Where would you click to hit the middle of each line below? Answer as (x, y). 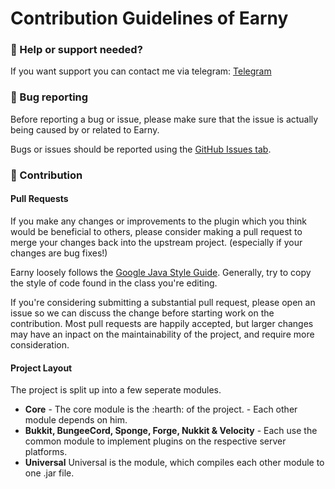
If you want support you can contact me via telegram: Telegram (141, 71)
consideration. (40, 344)
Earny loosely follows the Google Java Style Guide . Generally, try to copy (161, 272)
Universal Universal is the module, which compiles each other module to (174, 463)
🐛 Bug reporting (49, 97)
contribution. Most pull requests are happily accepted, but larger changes (162, 323)
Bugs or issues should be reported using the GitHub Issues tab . (141, 149)
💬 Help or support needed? (76, 50)
